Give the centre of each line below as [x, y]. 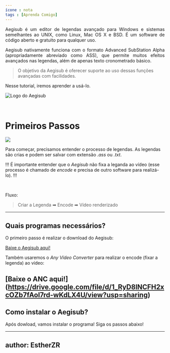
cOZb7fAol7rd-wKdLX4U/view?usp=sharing [77, 295]
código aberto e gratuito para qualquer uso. [51, 40]
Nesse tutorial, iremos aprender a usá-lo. [48, 86]
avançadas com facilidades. [47, 76]
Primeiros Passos [42, 126]
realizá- [151, 170]
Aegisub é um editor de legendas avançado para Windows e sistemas [85, 29]
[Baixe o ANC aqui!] [37, 279]
